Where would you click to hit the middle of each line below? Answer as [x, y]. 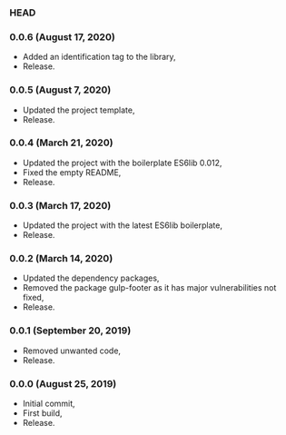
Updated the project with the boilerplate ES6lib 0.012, [122, 163]
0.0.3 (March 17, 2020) [60, 205]
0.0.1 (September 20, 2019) [70, 331]
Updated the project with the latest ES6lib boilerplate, [122, 225]
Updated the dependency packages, [91, 278]
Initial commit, [49, 403]
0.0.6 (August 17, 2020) [62, 36]
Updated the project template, [79, 110]
